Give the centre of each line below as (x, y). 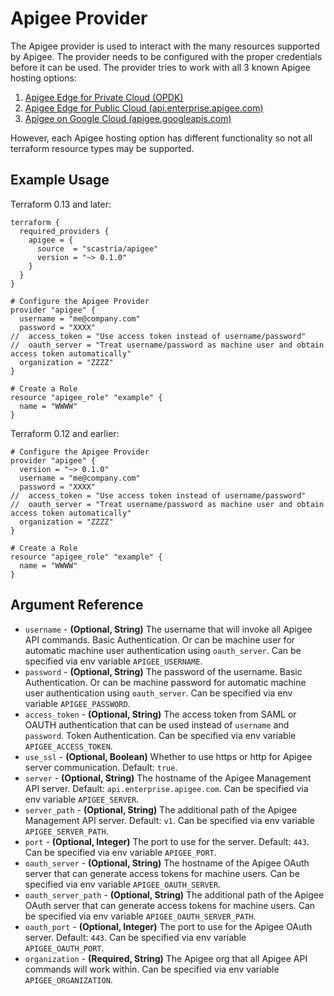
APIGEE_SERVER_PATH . (66, 831)
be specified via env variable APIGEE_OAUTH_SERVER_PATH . (140, 916)
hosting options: (43, 78)
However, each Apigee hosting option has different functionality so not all (161, 138)
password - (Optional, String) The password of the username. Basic (163, 671)
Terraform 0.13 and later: (61, 204)
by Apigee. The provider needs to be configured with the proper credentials (166, 56)
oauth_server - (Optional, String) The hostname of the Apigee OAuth (167, 863)
